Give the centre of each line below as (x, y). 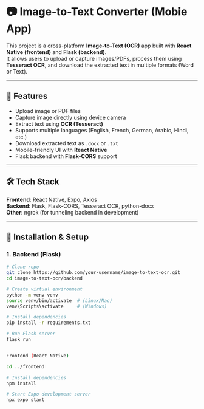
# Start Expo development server (49, 394)
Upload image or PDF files (48, 111)
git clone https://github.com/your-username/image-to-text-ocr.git (93, 273)
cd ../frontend (25, 366)
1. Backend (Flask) (34, 254)
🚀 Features (27, 96)
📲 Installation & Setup (48, 237)
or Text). (17, 71)
